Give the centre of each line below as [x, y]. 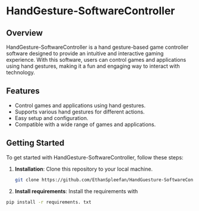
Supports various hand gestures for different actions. [80, 112]
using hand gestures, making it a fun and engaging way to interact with [93, 66]
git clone [27, 179]
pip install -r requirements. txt [49, 202]
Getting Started [35, 143]
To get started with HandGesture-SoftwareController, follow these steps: [95, 157]
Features [23, 91]
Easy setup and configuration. [51, 118]
